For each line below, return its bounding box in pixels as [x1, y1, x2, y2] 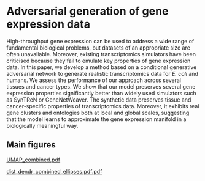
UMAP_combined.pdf [6, 156, 61, 163]
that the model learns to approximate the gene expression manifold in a [6, 115, 187, 123]
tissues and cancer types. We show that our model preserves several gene [6, 83, 196, 90]
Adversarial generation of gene [6, 4, 169, 18]
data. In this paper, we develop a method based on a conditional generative [6, 63, 197, 71]
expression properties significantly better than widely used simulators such [6, 89, 196, 97]
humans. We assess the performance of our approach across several [6, 76, 181, 84]
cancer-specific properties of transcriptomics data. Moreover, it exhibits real [6, 102, 199, 109]
